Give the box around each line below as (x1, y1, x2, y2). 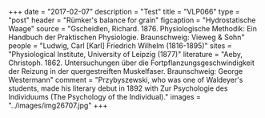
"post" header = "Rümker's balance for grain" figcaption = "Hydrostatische (8, 15, 256, 25)
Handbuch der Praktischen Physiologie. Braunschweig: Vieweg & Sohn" (8, 32, 245, 42)
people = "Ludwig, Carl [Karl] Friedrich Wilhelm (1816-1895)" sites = (8, 41, 232, 51)
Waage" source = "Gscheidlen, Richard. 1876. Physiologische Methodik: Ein (8, 24, 258, 33)
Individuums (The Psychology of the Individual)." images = (8, 92, 202, 101)
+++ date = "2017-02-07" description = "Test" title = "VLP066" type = (8, 7, 240, 16)
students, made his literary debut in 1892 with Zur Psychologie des (8, 83, 228, 93)
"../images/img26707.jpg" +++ (8, 100, 108, 110)
